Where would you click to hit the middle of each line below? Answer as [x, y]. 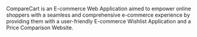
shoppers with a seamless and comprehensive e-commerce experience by [98, 15]
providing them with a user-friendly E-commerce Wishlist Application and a [98, 21]
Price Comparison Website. [40, 27]
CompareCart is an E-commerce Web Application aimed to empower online [99, 9]
